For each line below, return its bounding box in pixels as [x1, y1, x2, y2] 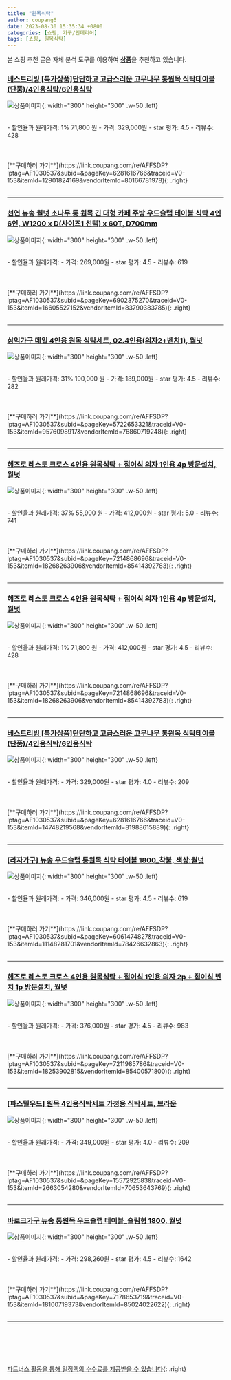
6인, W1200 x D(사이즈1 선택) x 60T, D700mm [7, 219, 158, 229]
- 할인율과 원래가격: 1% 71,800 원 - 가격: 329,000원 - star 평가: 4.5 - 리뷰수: [7, 123, 214, 131]
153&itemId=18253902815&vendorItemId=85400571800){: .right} [7, 1067, 191, 1075]
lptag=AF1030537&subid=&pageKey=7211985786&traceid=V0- [7, 1059, 185, 1068]
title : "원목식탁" [7, 10, 54, 17]
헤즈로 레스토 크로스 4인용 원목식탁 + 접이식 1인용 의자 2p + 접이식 [7, 972, 214, 981]
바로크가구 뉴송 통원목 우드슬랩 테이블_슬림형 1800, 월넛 [7, 1216, 182, 1225]
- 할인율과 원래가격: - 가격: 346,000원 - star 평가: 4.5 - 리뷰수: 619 [7, 894, 188, 902]
